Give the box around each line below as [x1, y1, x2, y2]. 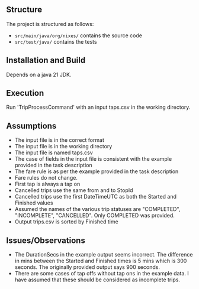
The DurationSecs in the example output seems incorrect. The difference [14, 251, 193, 258]
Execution [6, 88, 44, 98]
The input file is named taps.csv [14, 149, 93, 156]
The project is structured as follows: [6, 20, 94, 27]
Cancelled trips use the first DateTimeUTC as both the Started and [14, 193, 176, 200]
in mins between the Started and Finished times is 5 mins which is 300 [14, 257, 187, 265]
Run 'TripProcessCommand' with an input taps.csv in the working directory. [6, 103, 191, 111]
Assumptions [6, 121, 57, 131]
